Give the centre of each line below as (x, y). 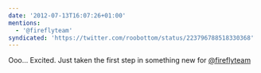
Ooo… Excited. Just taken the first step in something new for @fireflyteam (130, 60)
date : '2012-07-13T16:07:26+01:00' (67, 15)
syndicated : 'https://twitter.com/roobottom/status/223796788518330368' (131, 38)
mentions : (25, 23)
